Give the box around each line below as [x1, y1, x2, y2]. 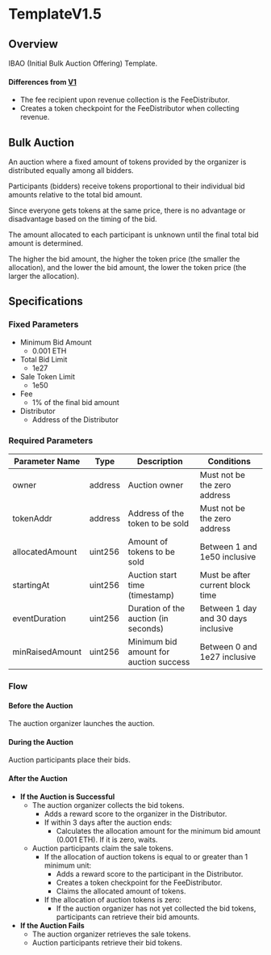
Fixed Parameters [8, 319, 79, 330]
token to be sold [127, 518, 190, 529]
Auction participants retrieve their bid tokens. [31, 937, 183, 947]
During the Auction [8, 737, 74, 746]
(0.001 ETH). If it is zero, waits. [56, 835, 158, 844]
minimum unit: [44, 860, 92, 870]
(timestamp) [127, 589, 175, 601]
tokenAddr [12, 513, 52, 524]
